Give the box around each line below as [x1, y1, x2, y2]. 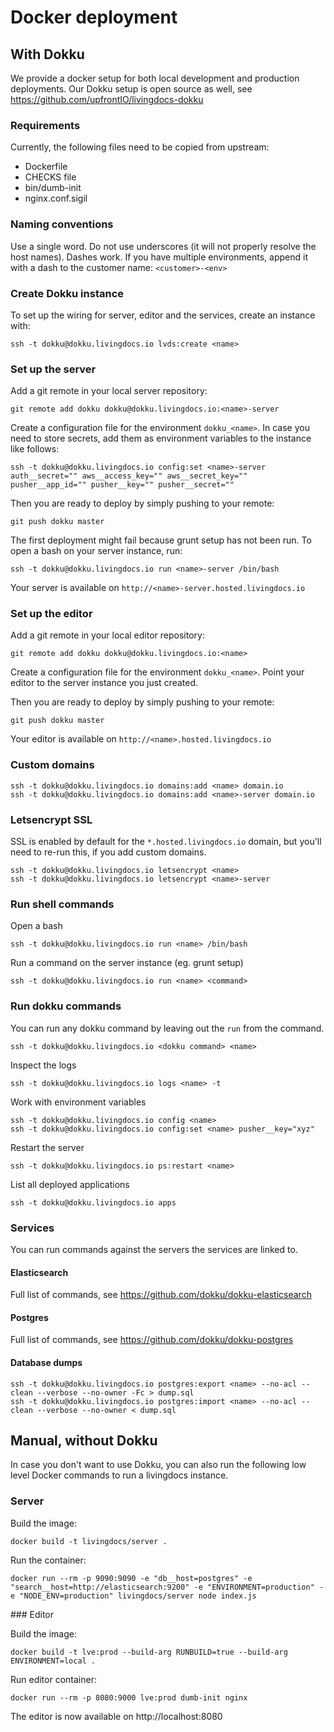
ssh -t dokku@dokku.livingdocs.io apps [10, 1197, 177, 1208]
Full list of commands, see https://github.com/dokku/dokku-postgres [10, 1334, 294, 1346]
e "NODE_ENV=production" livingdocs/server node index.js [10, 1591, 257, 1601]
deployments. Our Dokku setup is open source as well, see [10, 83, 253, 95]
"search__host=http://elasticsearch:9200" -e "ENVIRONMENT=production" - [10, 1582, 325, 1592]
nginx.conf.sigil [24, 192, 88, 205]
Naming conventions [10, 217, 114, 231]
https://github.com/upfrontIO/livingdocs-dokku [10, 94, 204, 105]
